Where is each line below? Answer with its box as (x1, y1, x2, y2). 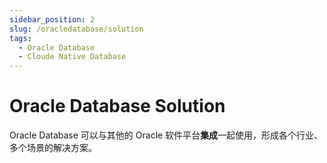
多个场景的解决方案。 (9, 142, 97, 154)
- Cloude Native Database (18, 52, 127, 62)
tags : (9, 33, 32, 43)
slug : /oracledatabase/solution (9, 24, 144, 34)
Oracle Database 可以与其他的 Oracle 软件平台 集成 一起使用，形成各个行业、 (9, 129, 324, 141)
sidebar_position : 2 (9, 14, 96, 25)
